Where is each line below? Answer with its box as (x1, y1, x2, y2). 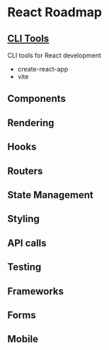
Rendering (7, 117, 54, 129)
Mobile (7, 333, 39, 345)
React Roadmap (7, 4, 103, 21)
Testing (7, 261, 42, 273)
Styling (7, 213, 40, 225)
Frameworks (7, 285, 64, 297)
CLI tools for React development (7, 51, 101, 59)
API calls (7, 237, 47, 249)
